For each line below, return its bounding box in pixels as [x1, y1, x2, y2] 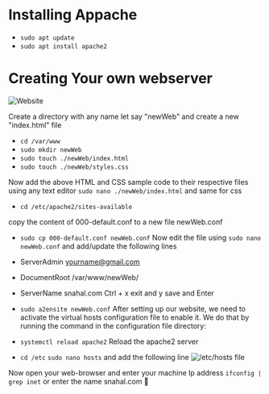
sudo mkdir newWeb [19, 145, 82, 154]
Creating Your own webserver [8, 69, 213, 88]
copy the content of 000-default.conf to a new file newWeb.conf [8, 216, 223, 227]
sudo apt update [19, 34, 75, 42]
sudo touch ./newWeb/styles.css [19, 163, 129, 171]
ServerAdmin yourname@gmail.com [19, 257, 141, 266]
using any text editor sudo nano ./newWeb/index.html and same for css [8, 186, 242, 195]
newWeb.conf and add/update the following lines [19, 241, 177, 251]
